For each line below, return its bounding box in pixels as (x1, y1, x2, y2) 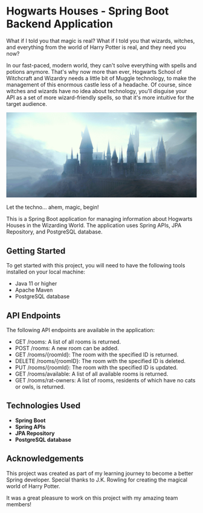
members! (6, 500, 32, 508)
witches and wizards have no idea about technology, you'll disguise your (6, 87, 187, 94)
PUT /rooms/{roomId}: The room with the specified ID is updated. (14, 364, 178, 371)
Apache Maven (14, 286, 53, 294)
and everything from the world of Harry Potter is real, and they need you (6, 44, 186, 51)
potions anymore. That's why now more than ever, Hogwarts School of (6, 68, 182, 75)
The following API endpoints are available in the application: (6, 326, 155, 333)
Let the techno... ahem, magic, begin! (6, 204, 99, 211)
